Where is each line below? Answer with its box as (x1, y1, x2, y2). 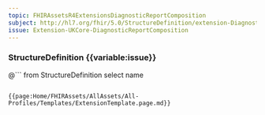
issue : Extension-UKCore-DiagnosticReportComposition (8, 26, 189, 34)
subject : (8, 19, 37, 27)
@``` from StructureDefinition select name (8, 70, 144, 80)
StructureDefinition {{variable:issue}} (8, 52, 157, 63)
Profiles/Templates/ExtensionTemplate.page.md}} (8, 99, 171, 107)
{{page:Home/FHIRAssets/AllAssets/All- (8, 92, 140, 100)
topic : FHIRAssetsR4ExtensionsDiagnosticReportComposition (8, 11, 207, 20)
